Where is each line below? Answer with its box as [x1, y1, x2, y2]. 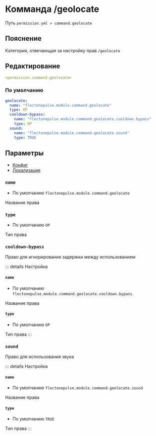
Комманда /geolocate [5, 3, 100, 15]
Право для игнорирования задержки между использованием [5, 254, 136, 260]
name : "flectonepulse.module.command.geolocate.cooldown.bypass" [14, 117, 152, 122]
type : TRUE [14, 135, 37, 140]
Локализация [12, 168, 41, 174]
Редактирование [5, 62, 60, 71]
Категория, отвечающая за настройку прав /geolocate [5, 47, 120, 53]
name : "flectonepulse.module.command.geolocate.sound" [14, 130, 130, 135]
